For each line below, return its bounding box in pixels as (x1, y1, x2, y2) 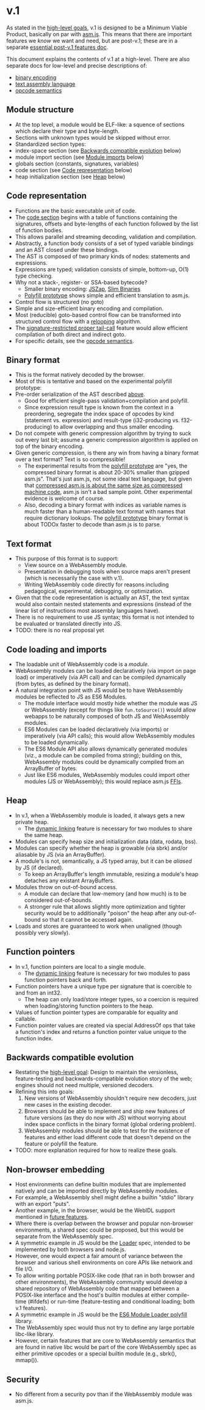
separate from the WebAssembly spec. (15, 1233, 113, 1240)
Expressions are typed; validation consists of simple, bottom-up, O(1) (15, 265, 189, 273)
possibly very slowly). (15, 929, 70, 936)
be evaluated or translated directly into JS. (15, 620, 122, 627)
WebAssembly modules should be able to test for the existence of (24, 1127, 190, 1134)
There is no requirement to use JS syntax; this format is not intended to (15, 613, 195, 621)
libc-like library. (15, 1330, 55, 1338)
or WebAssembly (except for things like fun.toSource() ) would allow (24, 706, 196, 713)
